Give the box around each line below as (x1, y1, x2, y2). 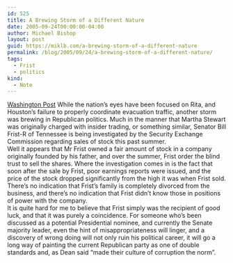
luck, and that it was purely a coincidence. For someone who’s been (7, 212, 202, 220)
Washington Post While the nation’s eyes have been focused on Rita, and (7, 100, 216, 109)
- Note (13, 81, 33, 88)
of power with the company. (7, 196, 88, 205)
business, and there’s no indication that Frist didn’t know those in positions (7, 189, 221, 198)
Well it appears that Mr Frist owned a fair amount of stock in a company (7, 145, 212, 153)
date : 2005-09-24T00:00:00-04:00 (7, 23, 104, 30)
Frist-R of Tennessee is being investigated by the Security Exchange (7, 130, 203, 138)
